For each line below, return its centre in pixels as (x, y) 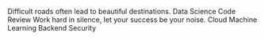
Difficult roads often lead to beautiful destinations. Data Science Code (121, 11)
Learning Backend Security (52, 28)
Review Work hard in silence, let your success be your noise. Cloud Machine (132, 20)
